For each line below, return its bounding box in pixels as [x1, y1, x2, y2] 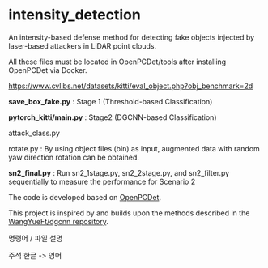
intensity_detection [8, 6, 142, 24]
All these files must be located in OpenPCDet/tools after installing [8, 57, 227, 66]
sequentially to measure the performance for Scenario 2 [8, 177, 196, 186]
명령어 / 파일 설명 [8, 233, 63, 243]
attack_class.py [8, 128, 61, 138]
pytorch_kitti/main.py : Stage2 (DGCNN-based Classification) [8, 112, 217, 122]
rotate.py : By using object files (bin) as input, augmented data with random [8, 143, 261, 153]
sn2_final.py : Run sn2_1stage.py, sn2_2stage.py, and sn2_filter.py [8, 168, 230, 177]
